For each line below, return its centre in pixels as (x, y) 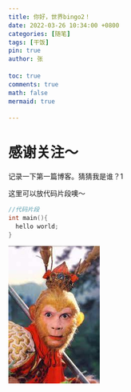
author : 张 (26, 59)
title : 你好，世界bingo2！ (50, 17)
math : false (28, 93)
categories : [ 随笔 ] (40, 34)
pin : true (25, 51)
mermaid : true (32, 101)
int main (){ (28, 218)
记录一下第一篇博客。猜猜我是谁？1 (66, 177)
